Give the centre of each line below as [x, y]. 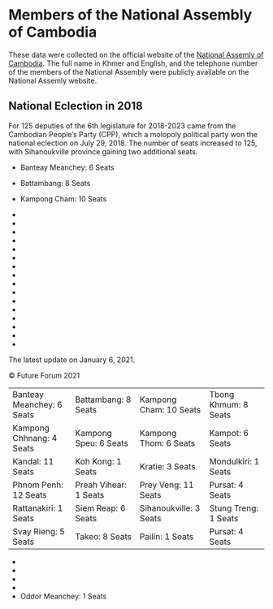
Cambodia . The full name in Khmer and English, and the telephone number [133, 63]
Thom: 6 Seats [167, 443]
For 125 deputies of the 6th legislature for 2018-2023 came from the [122, 125]
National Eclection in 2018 [76, 106]
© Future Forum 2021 [44, 375]
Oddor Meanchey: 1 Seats [63, 596]
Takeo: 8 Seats [104, 536]
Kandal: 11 [33, 461]
